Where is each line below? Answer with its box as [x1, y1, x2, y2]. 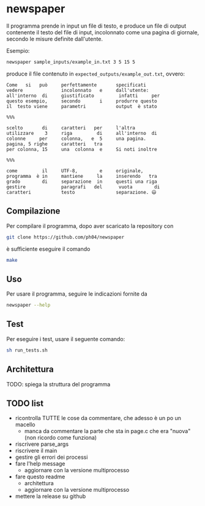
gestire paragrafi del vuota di [6, 183, 160, 190]
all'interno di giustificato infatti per [6, 93, 160, 99]
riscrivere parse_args [15, 440, 69, 448]
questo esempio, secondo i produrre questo [6, 98, 157, 104]
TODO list [6, 398, 44, 408]
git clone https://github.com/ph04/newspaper [6, 234, 124, 240]
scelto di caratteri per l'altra [6, 125, 136, 131]
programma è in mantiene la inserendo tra [6, 173, 157, 179]
